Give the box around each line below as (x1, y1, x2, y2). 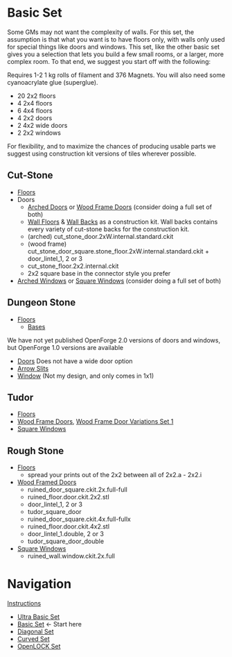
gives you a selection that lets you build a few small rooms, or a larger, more (7, 50, 224, 58)
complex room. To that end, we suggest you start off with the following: (7, 57, 211, 65)
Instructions (7, 599, 42, 608)
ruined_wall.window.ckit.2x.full (27, 552, 116, 560)
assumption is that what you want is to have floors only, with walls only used (7, 35, 225, 43)
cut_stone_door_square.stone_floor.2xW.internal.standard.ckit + (27, 247, 210, 255)
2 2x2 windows (17, 128, 61, 137)
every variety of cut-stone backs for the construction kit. (27, 224, 190, 233)
